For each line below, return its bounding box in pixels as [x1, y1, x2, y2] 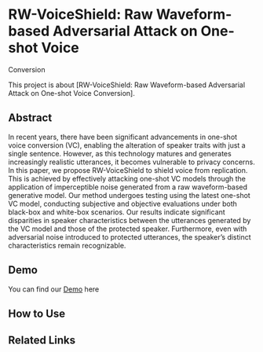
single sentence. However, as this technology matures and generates [8, 148, 232, 158]
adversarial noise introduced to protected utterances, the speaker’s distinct [8, 232, 251, 241]
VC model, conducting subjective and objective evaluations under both [8, 199, 238, 208]
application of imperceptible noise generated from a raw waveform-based [8, 182, 248, 192]
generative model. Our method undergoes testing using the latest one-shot [8, 190, 251, 200]
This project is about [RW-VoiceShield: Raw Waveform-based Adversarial [8, 80, 246, 90]
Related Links [8, 334, 76, 347]
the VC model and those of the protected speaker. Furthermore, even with [8, 224, 247, 233]
